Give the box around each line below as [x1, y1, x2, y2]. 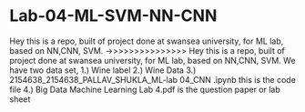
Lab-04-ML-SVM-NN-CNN [9, 5, 218, 26]
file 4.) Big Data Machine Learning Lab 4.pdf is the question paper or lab [9, 84, 280, 95]
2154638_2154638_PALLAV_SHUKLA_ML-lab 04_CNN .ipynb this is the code [9, 74, 296, 85]
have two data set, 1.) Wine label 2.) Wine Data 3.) [9, 65, 197, 76]
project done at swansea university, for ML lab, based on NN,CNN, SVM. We [9, 55, 296, 66]
